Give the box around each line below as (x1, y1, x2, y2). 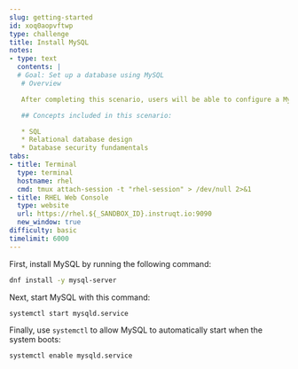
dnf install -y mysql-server (9, 276, 117, 285)
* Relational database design (20, 135, 133, 145)
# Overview (20, 79, 62, 88)
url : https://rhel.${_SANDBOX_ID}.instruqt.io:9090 (17, 209, 213, 218)
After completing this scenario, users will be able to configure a (20, 95, 279, 104)
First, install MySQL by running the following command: (9, 258, 211, 269)
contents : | (17, 63, 62, 72)
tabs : (9, 152, 29, 161)
